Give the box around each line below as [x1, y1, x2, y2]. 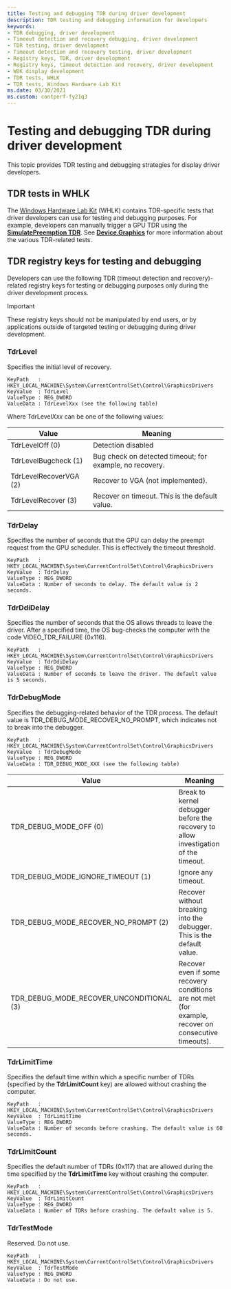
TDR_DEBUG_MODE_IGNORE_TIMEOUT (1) [10, 872, 151, 881]
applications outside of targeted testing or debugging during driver [7, 322, 197, 331]
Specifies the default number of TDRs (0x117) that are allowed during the [7, 1163, 213, 1171]
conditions [178, 984, 213, 994]
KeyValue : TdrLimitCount [7, 1195, 85, 1202]
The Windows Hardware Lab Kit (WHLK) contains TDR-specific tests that [7, 206, 214, 214]
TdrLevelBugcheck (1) [10, 456, 83, 466]
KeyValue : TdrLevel [7, 388, 69, 395]
